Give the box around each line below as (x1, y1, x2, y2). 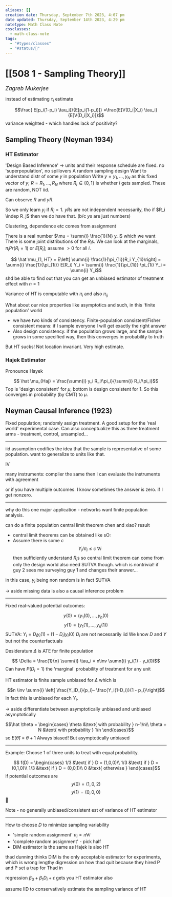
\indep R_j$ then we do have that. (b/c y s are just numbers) (5, 213, 131, 219)
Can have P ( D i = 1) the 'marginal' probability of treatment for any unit (5, 665, 151, 673)
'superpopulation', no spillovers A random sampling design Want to (5, 168, 147, 174)
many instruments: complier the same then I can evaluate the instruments (5, 471, 160, 477)
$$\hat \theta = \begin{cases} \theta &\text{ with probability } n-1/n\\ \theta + (5, 721, 167, 728)
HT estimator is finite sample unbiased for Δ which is (5, 677, 117, 683)
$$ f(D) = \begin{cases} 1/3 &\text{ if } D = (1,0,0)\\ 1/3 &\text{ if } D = (13, 759, 159, 766)
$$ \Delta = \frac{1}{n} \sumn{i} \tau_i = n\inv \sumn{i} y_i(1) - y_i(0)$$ (12, 658, 160, 664)
